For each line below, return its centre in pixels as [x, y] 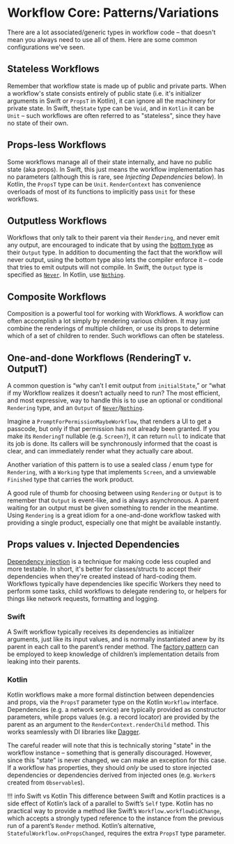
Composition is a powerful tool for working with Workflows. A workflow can [116, 314]
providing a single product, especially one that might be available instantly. [114, 523]
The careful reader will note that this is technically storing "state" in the [109, 745]
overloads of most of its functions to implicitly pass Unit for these [101, 191]
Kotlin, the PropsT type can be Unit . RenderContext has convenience [104, 184]
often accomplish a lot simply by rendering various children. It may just [109, 321]
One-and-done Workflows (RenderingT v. [99, 358]
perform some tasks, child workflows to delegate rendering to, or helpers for [117, 591]
